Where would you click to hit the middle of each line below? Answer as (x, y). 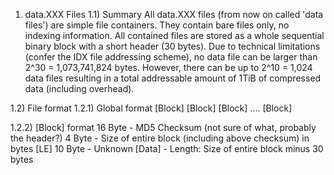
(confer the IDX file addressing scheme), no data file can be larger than (171, 57)
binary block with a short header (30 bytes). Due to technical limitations (172, 46)
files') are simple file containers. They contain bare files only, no (157, 25)
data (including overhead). (79, 88)
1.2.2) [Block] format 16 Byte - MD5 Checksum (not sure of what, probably (163, 127)
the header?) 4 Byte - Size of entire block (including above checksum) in (160, 138)
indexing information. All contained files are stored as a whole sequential (174, 35)
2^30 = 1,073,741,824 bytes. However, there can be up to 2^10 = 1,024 (168, 67)
